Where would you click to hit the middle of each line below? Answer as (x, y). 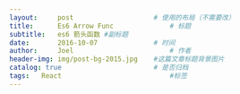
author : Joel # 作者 (100, 51)
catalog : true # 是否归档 (99, 68)
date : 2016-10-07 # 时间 (92, 43)
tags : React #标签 (99, 76)
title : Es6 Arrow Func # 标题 (100, 26)
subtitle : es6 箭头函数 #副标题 (69, 34)
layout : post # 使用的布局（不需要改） (122, 17)
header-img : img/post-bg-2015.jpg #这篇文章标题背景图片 (117, 59)
